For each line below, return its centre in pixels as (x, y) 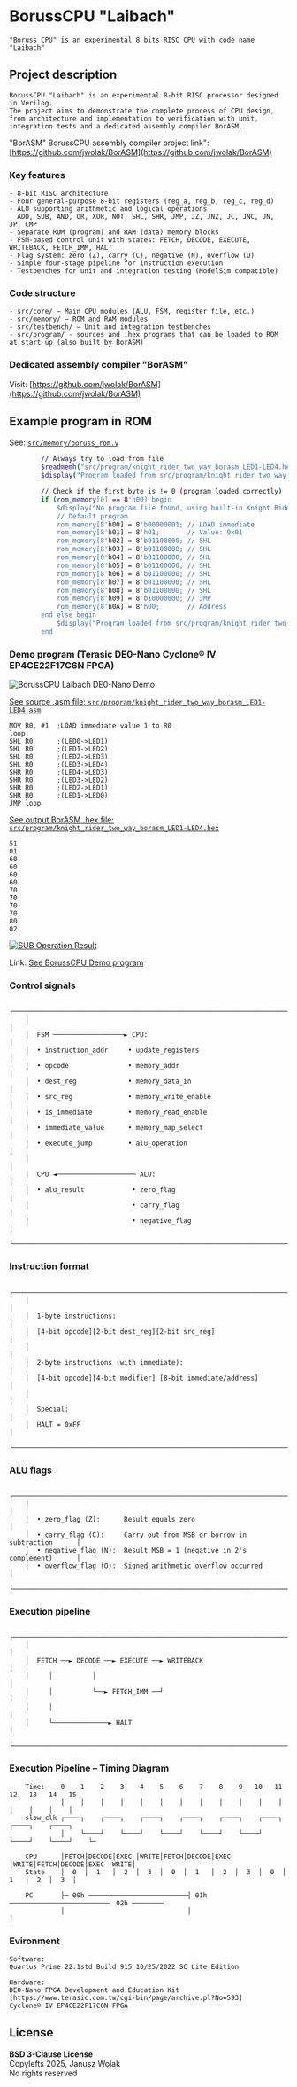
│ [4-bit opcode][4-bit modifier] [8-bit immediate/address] (142, 1378)
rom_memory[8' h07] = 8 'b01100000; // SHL (134, 582)
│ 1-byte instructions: (71, 1316)
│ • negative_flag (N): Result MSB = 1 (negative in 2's (136, 1551)
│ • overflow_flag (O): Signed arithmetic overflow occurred (144, 1566)
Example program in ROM (80, 421)
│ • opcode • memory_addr (102, 1066)
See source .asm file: (48, 702)
